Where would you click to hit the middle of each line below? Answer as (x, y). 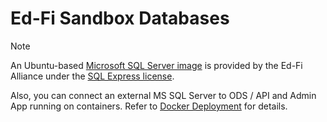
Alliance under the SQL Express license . (92, 76)
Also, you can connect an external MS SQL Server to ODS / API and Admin (163, 95)
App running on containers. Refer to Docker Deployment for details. (149, 106)
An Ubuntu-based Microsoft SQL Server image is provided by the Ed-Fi (156, 65)
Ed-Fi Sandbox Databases (120, 18)
